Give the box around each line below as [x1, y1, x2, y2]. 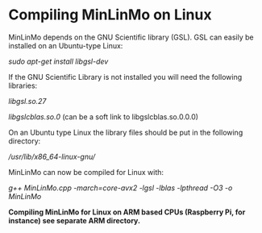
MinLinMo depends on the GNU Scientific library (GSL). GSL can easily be [8, 32, 254, 42]
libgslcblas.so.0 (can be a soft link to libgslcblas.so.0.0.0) [8, 111, 199, 122]
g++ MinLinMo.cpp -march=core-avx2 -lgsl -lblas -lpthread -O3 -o [8, 183, 233, 193]
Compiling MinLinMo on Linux [8, 6, 212, 24]
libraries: [8, 81, 38, 90]
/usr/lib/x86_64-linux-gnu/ [8, 152, 96, 161]
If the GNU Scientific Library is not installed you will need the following [8, 72, 243, 81]
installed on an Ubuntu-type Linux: [8, 40, 123, 50]
